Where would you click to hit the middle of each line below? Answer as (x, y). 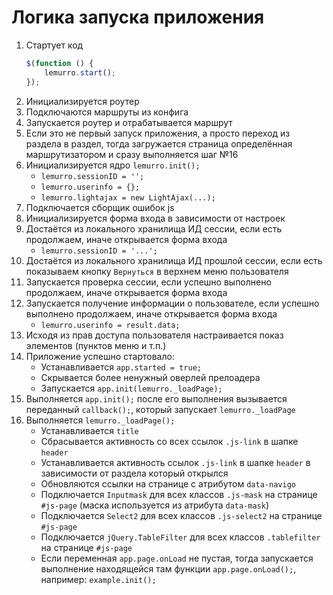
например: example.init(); (98, 579)
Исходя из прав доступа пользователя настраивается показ (154, 335)
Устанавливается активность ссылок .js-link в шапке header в (175, 462)
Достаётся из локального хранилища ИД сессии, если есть (154, 228)
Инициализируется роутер (82, 101)
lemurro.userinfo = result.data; (110, 325)
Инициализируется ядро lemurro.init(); (113, 165)
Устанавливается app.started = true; (121, 367)
